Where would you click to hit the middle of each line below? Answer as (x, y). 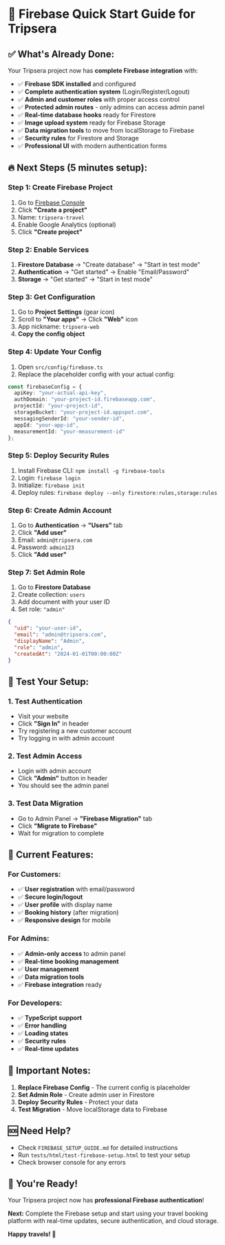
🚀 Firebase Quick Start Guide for (101, 14)
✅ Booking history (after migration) (68, 913)
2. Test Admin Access (45, 756)
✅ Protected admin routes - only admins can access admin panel (111, 107)
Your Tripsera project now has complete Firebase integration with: (103, 71)
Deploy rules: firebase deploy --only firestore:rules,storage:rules (117, 492)
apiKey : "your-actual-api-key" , (61, 393)
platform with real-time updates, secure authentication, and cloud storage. (113, 1221)
